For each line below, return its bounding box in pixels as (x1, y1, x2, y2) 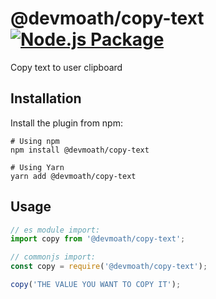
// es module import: (10, 225, 101, 235)
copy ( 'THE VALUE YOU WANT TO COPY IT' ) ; (10, 280, 182, 290)
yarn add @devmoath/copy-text (10, 171, 137, 181)
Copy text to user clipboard (10, 61, 123, 73)
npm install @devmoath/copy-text (10, 145, 150, 155)
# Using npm (10, 136, 60, 146)
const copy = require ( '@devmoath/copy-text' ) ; (10, 262, 208, 272)
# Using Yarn (10, 162, 65, 172)
